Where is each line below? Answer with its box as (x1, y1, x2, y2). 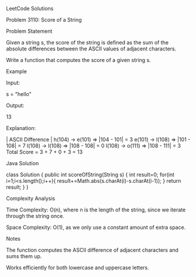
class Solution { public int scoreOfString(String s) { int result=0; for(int (6, 171, 174, 178)
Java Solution (6, 160, 39, 166)
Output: (6, 102, 25, 109)
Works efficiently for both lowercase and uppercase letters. (6, 264, 149, 271)
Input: (6, 79, 20, 86)
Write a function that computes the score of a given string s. (6, 57, 151, 63)
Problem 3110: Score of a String (6, 16, 82, 23)
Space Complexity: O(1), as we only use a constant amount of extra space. (6, 224, 186, 231)
